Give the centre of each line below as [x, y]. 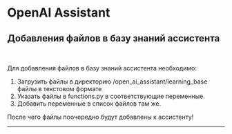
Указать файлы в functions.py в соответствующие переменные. [111, 96]
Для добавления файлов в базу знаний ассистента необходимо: [102, 68]
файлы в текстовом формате [59, 89]
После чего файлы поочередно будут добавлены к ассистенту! [100, 117]
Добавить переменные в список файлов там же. [89, 104]
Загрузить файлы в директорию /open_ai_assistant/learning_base [112, 82]
